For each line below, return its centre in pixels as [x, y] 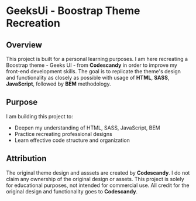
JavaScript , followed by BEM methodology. [59, 84]
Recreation [33, 23]
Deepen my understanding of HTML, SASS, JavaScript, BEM [87, 128]
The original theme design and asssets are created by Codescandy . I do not [98, 173]
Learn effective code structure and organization [72, 140]
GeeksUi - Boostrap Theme [73, 11]
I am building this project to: [39, 116]
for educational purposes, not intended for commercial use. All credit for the [98, 185]
